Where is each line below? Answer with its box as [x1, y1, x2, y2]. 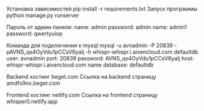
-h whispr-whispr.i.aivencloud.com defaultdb [85, 48, 199, 56]
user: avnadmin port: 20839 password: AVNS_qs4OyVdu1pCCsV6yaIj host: [6, 55, 194, 62]
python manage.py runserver [6, 12, 79, 19]
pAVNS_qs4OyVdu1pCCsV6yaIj [6, 48, 85, 56]
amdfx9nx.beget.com [6, 79, 60, 87]
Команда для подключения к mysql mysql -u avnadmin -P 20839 [6, 42, 174, 49]
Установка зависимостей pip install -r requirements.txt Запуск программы [6, 5, 198, 12]
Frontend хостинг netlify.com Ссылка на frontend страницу [6, 91, 158, 98]
